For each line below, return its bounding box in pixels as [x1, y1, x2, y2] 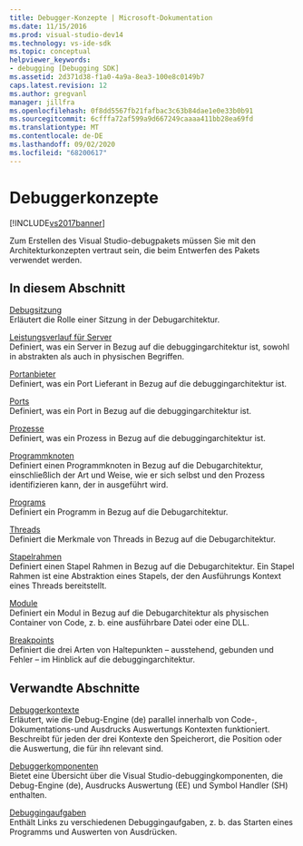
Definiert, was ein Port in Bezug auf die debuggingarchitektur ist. [9, 406, 252, 417]
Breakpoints [9, 634, 54, 645]
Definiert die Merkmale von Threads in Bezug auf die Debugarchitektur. [9, 534, 277, 545]
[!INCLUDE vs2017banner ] [9, 217, 106, 228]
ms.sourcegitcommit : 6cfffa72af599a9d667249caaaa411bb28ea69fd [9, 114, 254, 123]
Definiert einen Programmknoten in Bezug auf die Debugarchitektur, [9, 460, 264, 471]
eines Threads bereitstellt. [9, 580, 107, 591]
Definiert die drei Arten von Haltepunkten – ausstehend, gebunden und [9, 644, 274, 655]
